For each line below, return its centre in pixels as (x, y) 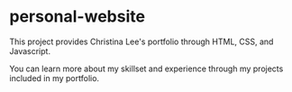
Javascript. (30, 51)
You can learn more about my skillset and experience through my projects (146, 69)
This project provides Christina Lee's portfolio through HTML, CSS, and (141, 41)
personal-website (78, 17)
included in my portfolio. (55, 78)
